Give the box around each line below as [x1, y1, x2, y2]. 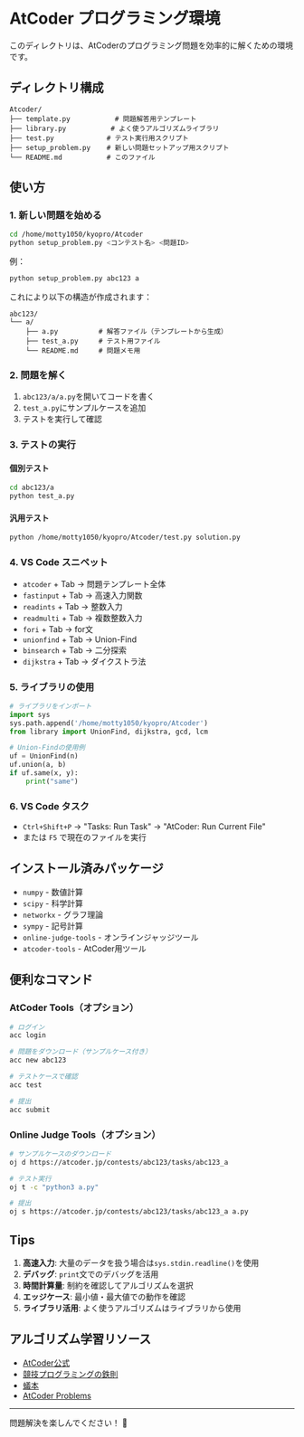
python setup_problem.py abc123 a [9, 274, 140, 283]
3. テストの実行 [9, 439, 77, 451]
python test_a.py [9, 492, 75, 501]
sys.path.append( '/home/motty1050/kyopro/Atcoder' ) [9, 718, 208, 728]
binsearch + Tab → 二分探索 [22, 644, 128, 656]
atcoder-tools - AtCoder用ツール [22, 942, 147, 954]
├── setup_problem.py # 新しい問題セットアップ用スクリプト [9, 143, 230, 152]
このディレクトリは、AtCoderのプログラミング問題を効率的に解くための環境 [9, 40, 294, 51]
